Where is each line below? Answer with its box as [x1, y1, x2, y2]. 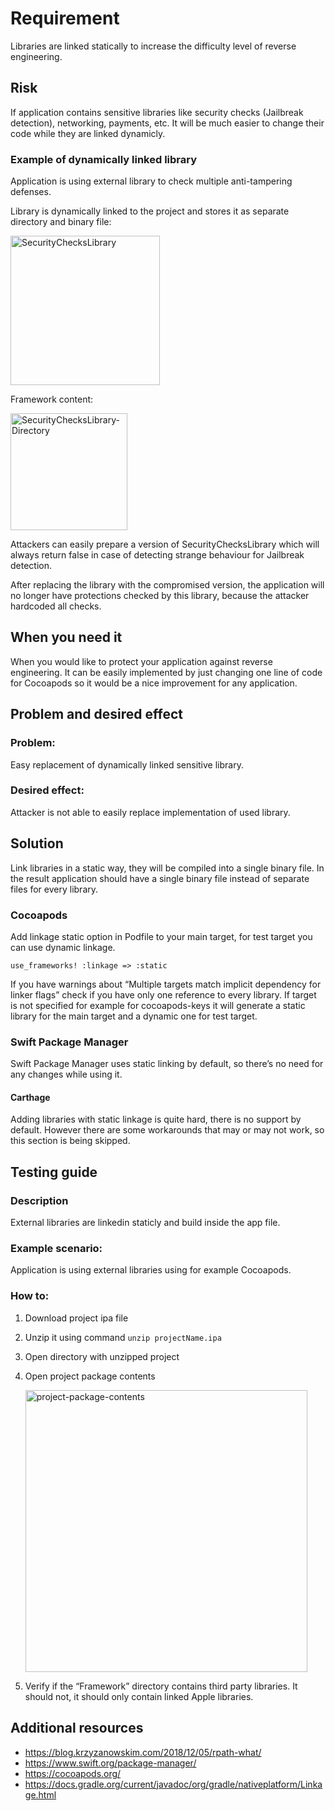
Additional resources [10, 1720, 144, 1737]
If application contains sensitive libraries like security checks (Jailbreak [10, 106, 304, 118]
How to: [10, 1289, 50, 1303]
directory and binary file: [10, 216, 112, 228]
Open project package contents [24, 1370, 156, 1382]
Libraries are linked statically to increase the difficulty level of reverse [10, 40, 297, 52]
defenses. [10, 186, 52, 198]
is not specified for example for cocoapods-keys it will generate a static [10, 999, 306, 1011]
